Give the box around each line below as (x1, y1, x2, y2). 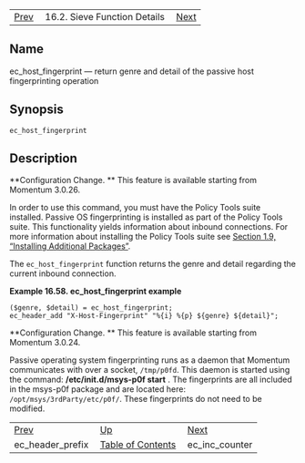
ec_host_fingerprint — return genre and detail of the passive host (9, 66, 255, 77)
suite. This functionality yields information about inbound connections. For (9, 221, 289, 232)
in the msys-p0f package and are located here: (9, 384, 187, 395)
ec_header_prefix (14, 438, 89, 451)
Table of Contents (99, 438, 177, 451)
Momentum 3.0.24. (9, 337, 81, 348)
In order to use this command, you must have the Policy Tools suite (9, 202, 261, 213)
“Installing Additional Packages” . (9, 241, 131, 252)
